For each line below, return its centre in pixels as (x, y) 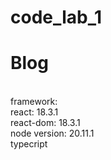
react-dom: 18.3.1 (45, 123)
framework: (34, 102)
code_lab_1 (56, 17)
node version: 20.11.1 (52, 133)
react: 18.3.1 (34, 112)
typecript (29, 144)
